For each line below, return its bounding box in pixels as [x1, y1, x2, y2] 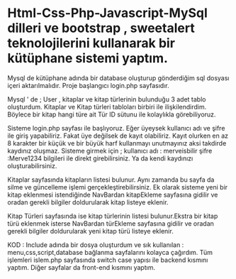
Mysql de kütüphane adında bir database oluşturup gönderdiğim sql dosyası [7, 73, 230, 82]
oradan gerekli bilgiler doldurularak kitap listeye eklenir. [7, 197, 169, 207]
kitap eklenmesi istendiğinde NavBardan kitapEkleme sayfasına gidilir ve [7, 190, 218, 199]
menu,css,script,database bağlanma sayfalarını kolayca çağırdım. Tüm [7, 248, 213, 256]
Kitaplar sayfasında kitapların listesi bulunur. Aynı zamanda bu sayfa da [7, 175, 215, 184]
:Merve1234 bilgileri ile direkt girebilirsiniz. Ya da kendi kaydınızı [7, 154, 193, 163]
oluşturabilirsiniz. [7, 161, 57, 170]
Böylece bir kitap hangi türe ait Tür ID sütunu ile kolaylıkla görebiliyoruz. [7, 110, 216, 119]
